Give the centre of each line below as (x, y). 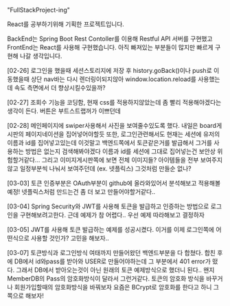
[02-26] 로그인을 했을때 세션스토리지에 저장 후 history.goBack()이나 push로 (110, 70)
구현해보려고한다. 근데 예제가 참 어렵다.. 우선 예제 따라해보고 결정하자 (112, 215)
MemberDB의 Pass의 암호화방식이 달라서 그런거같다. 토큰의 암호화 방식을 (106, 278)
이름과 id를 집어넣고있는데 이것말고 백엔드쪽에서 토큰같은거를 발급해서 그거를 (110, 143)
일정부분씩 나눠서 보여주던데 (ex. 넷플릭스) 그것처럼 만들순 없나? (106, 168)
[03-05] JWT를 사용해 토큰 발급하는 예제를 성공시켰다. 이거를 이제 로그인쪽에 (111, 229)
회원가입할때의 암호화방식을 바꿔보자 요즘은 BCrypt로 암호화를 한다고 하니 (113, 287)
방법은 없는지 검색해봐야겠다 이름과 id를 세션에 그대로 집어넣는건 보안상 (120, 151)
